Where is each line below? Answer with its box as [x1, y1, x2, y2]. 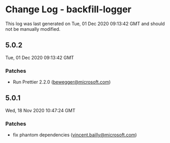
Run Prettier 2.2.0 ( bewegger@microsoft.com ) [12, 79, 111, 85]
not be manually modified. [5, 26, 61, 32]
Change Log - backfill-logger [5, 4, 132, 15]
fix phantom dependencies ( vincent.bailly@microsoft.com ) [12, 132, 137, 138]
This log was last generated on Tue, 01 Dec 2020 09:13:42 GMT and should [5, 21, 165, 27]
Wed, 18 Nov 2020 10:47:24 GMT [5, 107, 75, 113]
